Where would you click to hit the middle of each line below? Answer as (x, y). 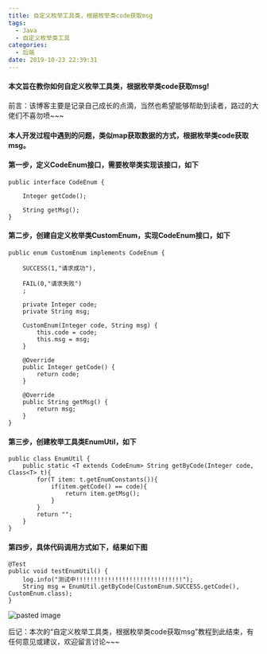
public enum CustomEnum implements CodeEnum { (87, 253)
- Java (26, 30)
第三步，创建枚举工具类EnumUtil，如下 (72, 442)
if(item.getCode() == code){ (99, 487)
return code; (58, 375)
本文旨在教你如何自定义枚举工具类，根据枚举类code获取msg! (109, 86)
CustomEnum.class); (41, 594)
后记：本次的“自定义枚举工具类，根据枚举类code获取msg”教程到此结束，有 (131, 632)
